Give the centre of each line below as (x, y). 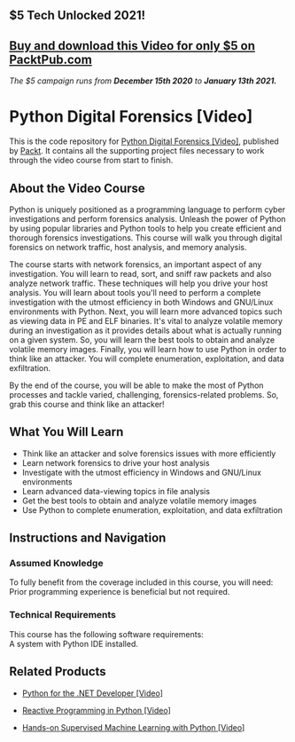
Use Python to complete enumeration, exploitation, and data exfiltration (152, 509)
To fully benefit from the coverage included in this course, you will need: (141, 582)
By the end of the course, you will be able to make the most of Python (136, 385)
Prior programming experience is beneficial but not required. (120, 592)
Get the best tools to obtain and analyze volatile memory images (139, 501)
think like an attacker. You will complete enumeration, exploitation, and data (147, 359)
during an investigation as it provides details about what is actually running (145, 330)
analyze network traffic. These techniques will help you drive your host (139, 283)
